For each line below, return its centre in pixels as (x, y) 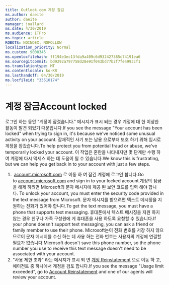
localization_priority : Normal (38, 47)
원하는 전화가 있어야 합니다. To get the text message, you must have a (83, 206)
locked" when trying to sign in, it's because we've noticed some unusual (80, 133)
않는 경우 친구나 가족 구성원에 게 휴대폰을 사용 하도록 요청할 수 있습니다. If (84, 218)
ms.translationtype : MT (30, 66)
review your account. (34, 277)
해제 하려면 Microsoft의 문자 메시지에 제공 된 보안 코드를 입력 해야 (82, 187)
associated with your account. (44, 254)
